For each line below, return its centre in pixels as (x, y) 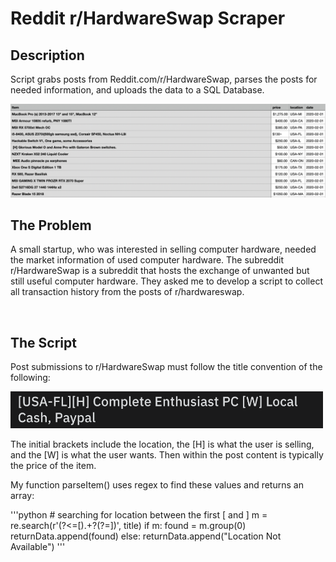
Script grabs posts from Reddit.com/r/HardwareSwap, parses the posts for (164, 79)
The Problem (51, 225)
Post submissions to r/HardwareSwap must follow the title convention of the (166, 367)
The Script (43, 342)
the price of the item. (53, 465)
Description (47, 55)
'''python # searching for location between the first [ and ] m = (139, 514)
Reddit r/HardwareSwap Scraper (148, 18)
